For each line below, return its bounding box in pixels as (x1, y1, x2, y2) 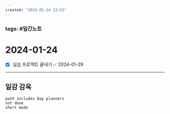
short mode (5, 105, 28, 110)
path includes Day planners (5, 96, 65, 101)
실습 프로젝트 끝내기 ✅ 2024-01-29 (12, 61, 83, 67)
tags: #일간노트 (5, 25, 42, 32)
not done (5, 101, 24, 106)
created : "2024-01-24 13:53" (5, 7, 67, 13)
